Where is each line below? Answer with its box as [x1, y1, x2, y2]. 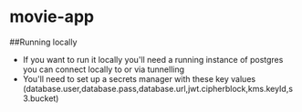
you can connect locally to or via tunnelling [22, 64, 185, 75]
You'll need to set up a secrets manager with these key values [22, 73, 256, 84]
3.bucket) [22, 93, 59, 104]
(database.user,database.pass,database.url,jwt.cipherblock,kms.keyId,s [22, 83, 294, 94]
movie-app [9, 6, 94, 27]
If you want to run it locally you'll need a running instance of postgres [22, 54, 284, 65]
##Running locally [9, 36, 78, 47]
